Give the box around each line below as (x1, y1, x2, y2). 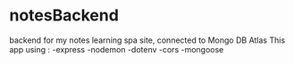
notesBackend (9, 5, 119, 26)
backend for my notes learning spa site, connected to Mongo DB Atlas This (9, 35, 286, 45)
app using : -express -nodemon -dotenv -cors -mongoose (9, 44, 224, 54)
